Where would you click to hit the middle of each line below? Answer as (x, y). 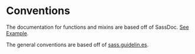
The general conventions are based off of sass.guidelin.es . (77, 45)
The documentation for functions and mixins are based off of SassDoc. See (98, 27)
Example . (17, 33)
